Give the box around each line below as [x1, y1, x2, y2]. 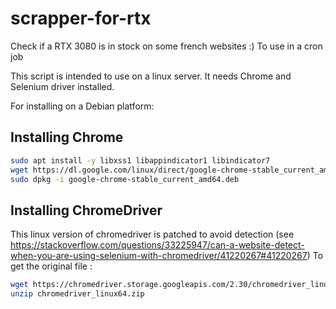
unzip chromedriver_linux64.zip [10, 289, 145, 299]
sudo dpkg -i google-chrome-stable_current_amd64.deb [10, 174, 240, 184]
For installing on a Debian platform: [10, 100, 155, 112]
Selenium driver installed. [10, 80, 115, 92]
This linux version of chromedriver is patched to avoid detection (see [10, 228, 295, 241]
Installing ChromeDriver [10, 202, 163, 219]
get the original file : [10, 260, 93, 272]
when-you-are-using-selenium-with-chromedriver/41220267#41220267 [10, 250, 308, 262]
